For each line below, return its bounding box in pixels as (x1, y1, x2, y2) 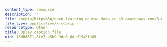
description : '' (5, 12, 39, 17)
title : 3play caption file (5, 30, 61, 35)
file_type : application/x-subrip (5, 21, 75, 26)
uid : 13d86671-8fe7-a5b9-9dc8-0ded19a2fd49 (5, 35, 97, 40)
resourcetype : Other (5, 25, 48, 30)
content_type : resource (5, 7, 55, 12)
